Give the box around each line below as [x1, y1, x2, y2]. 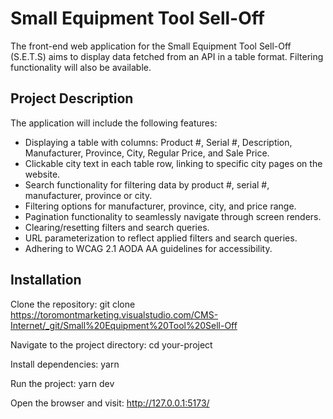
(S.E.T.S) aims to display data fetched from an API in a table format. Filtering [10, 50, 324, 62]
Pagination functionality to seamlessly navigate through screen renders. [24, 210, 322, 222]
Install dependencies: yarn [10, 358, 120, 370]
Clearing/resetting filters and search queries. [24, 221, 210, 233]
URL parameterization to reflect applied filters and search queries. [24, 232, 298, 244]
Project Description [10, 90, 134, 107]
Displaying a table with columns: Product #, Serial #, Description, [24, 136, 293, 148]
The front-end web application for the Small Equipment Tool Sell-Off [10, 40, 292, 52]
